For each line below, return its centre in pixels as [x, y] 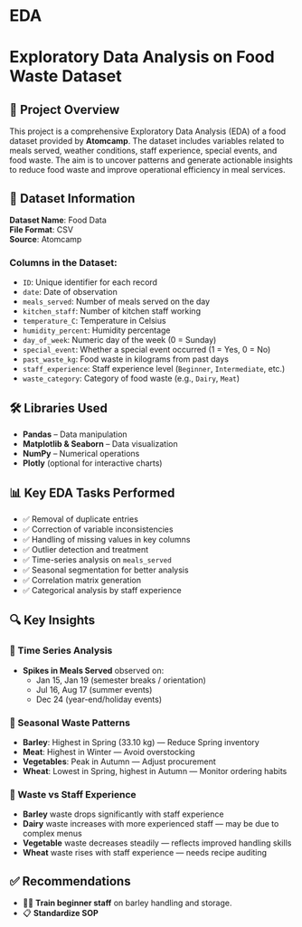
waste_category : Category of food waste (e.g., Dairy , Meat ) [131, 378]
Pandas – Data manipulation [75, 434]
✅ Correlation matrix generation [82, 580]
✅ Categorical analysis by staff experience [102, 590]
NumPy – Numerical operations [81, 454]
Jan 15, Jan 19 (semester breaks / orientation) [121, 680]
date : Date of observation [70, 292]
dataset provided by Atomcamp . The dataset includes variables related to [147, 141]
